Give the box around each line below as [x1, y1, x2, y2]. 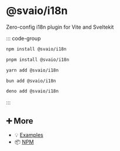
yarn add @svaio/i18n [6, 67, 59, 73]
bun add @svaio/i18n [6, 78, 57, 84]
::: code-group [6, 35, 41, 42]
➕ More [6, 116, 33, 126]
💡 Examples [14, 132, 44, 139]
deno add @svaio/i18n [6, 88, 59, 94]
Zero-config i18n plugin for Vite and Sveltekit [6, 23, 114, 30]
